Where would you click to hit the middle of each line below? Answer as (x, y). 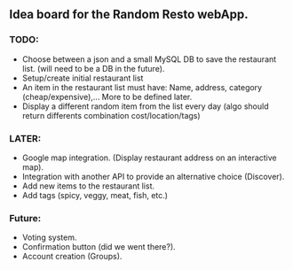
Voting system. (49, 237)
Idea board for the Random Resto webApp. (129, 15)
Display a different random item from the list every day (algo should (145, 106)
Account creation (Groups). (72, 257)
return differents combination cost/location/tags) (111, 115)
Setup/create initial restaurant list (83, 78)
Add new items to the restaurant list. (88, 186)
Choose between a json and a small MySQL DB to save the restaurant (149, 59)
